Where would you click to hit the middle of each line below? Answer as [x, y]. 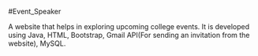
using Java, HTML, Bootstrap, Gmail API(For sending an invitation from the [129, 35]
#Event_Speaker [35, 11]
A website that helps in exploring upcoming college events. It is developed [129, 26]
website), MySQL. [37, 43]
